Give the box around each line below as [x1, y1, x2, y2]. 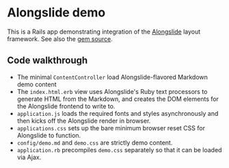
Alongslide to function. [16, 131, 81, 139]
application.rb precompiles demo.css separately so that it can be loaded [16, 145, 222, 154]
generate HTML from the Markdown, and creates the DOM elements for [16, 95, 219, 103]
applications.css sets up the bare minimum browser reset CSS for [16, 123, 205, 132]
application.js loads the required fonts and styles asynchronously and [16, 109, 219, 117]
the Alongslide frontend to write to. [16, 101, 116, 110]
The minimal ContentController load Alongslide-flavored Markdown [16, 73, 208, 81]
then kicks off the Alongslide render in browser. [16, 117, 151, 125]
